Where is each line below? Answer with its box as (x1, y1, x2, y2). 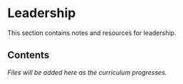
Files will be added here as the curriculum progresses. (7, 68, 167, 76)
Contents (7, 49, 50, 61)
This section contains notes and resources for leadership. (7, 28, 177, 37)
